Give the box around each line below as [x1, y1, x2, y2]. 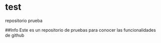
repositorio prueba [5, 18, 43, 23]
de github [5, 32, 24, 38]
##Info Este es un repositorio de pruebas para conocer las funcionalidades [5, 27, 156, 33]
